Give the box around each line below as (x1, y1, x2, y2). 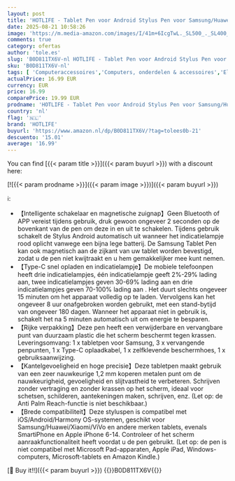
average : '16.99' (7, 141, 58, 148)
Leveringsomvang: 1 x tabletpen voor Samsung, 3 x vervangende (17, 338, 205, 347)
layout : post (7, 10, 45, 17)
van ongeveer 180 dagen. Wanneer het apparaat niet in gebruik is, (17, 308, 208, 316)
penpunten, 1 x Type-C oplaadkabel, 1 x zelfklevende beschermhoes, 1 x (17, 346, 226, 354)
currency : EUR (7, 82, 49, 89)
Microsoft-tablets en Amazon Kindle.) (52, 452, 160, 461)
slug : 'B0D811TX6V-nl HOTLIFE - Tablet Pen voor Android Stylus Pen (7, 56, 211, 63)
